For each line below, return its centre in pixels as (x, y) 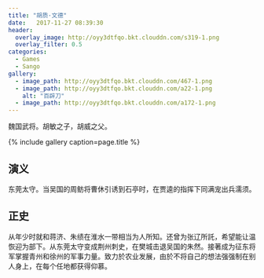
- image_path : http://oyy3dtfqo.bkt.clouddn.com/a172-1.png (115, 103)
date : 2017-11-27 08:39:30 (56, 23)
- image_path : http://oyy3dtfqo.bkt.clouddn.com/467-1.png (114, 81)
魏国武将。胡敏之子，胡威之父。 (60, 126)
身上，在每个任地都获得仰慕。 (63, 266)
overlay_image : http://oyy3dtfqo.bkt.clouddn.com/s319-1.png (117, 37)
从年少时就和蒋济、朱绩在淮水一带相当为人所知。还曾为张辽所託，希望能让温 (132, 236)
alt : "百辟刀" (44, 96)
